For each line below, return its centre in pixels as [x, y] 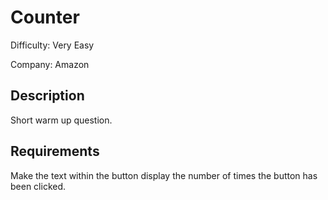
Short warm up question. [61, 120]
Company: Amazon [50, 64]
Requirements [55, 151]
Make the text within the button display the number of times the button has [164, 175]
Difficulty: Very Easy [52, 45]
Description [47, 96]
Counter [45, 17]
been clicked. [38, 186]
